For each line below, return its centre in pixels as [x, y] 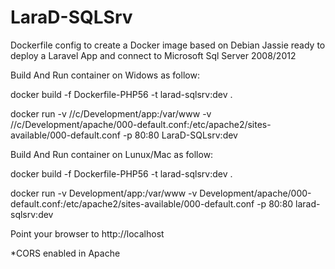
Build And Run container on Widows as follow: [105, 75]
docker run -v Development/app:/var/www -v [104, 193]
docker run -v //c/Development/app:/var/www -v [111, 113]
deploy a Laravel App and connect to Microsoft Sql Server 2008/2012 [153, 55]
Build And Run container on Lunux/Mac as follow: [112, 154]
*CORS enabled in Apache [65, 253]
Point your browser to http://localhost [87, 233]
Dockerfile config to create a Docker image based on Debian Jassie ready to [168, 45]
